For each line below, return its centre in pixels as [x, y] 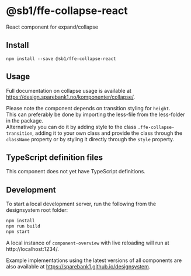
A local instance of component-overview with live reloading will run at [88, 243]
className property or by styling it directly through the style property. [90, 139]
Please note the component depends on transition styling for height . [88, 108]
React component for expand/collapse [52, 27]
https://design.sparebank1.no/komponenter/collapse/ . [71, 97]
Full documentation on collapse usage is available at [69, 90]
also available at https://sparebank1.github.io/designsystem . [78, 266]
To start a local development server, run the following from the [81, 204]
